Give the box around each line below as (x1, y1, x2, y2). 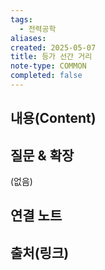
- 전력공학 (19, 24, 57, 34)
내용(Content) (10, 110, 97, 127)
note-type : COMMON (10, 61, 87, 71)
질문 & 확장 (10, 147, 75, 164)
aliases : (10, 33, 47, 43)
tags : (10, 14, 33, 25)
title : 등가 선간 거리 (10, 52, 93, 62)
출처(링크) (10, 244, 70, 261)
